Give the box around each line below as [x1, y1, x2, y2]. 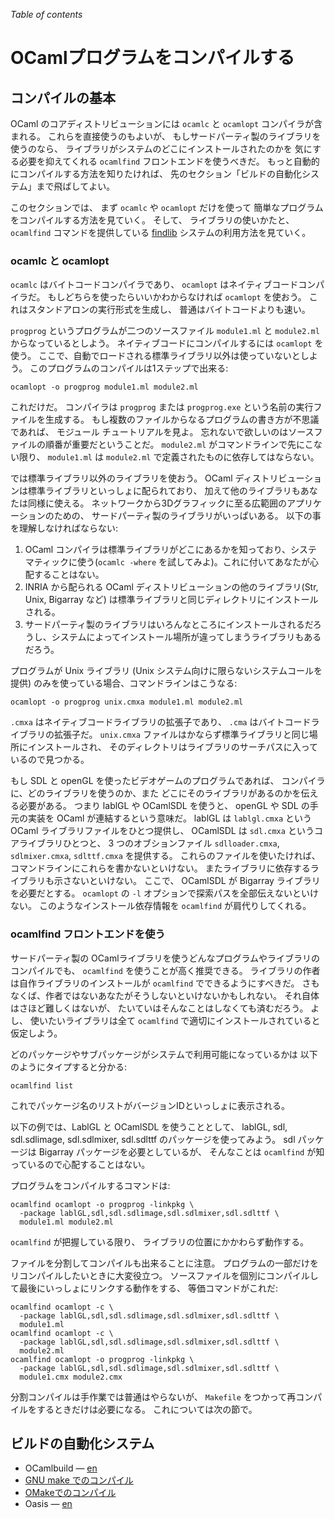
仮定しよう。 [10, 1027, 63, 1039]
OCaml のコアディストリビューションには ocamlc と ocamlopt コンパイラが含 [10, 118, 323, 129]
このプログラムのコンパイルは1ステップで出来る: [29, 362, 229, 374]
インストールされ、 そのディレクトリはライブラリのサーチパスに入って [27, 741, 319, 753]
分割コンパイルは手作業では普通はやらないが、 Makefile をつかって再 [10, 1390, 297, 1403]
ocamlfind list [10, 1080, 74, 1091]
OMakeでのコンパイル [24, 1487, 117, 1499]
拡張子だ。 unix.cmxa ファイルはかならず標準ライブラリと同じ [53, 729, 310, 741]
